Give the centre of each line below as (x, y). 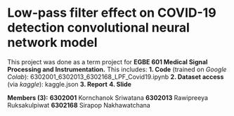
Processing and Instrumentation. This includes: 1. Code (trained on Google (117, 69)
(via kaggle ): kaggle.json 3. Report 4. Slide (70, 84)
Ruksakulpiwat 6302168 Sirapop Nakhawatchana (79, 105)
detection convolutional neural (98, 28)
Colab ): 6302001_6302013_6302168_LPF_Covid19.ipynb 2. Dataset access (116, 77)
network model (52, 43)
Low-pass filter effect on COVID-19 (112, 13)
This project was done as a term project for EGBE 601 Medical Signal (108, 61)
